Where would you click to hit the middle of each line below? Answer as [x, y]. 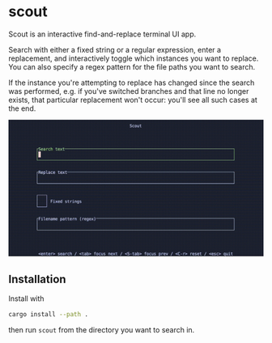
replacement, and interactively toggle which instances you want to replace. [134, 58]
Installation [37, 279]
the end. [22, 108]
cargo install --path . [49, 314]
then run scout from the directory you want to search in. [102, 329]
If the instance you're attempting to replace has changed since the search [132, 83]
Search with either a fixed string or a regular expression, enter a [115, 49]
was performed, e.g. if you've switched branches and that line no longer [129, 91]
